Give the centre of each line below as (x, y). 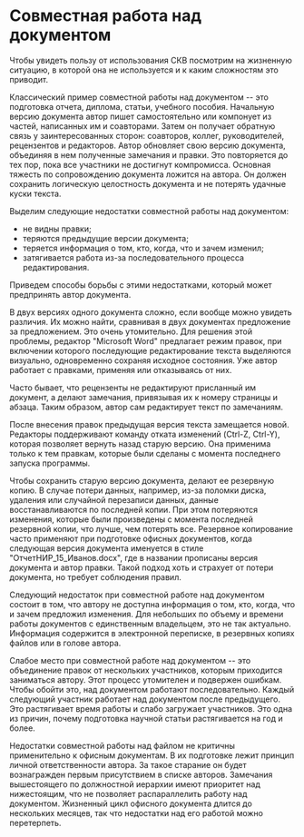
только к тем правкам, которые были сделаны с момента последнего (145, 453)
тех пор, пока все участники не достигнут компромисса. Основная (140, 164)
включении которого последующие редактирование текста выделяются (151, 350)
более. (23, 728)
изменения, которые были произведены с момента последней (132, 519)
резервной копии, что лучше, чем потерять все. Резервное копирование (151, 528)
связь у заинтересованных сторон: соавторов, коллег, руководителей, (147, 135)
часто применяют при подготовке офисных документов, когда (131, 538)
